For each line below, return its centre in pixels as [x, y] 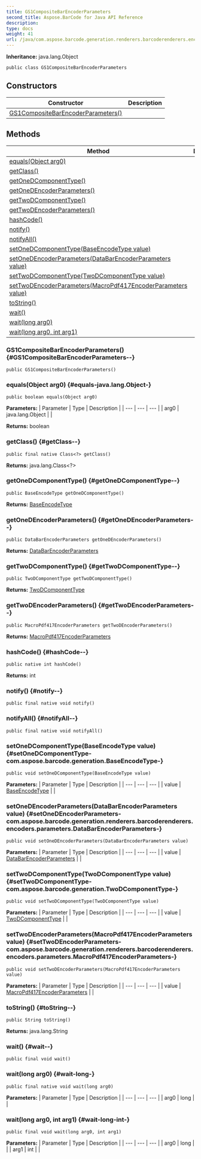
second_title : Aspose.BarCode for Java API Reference [75, 17]
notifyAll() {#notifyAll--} [42, 718]
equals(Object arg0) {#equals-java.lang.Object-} [79, 385]
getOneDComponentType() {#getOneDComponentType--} [93, 481]
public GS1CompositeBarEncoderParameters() [61, 370]
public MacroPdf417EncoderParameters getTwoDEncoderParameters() [89, 625]
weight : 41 [20, 34]
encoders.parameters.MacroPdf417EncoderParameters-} [92, 957]
